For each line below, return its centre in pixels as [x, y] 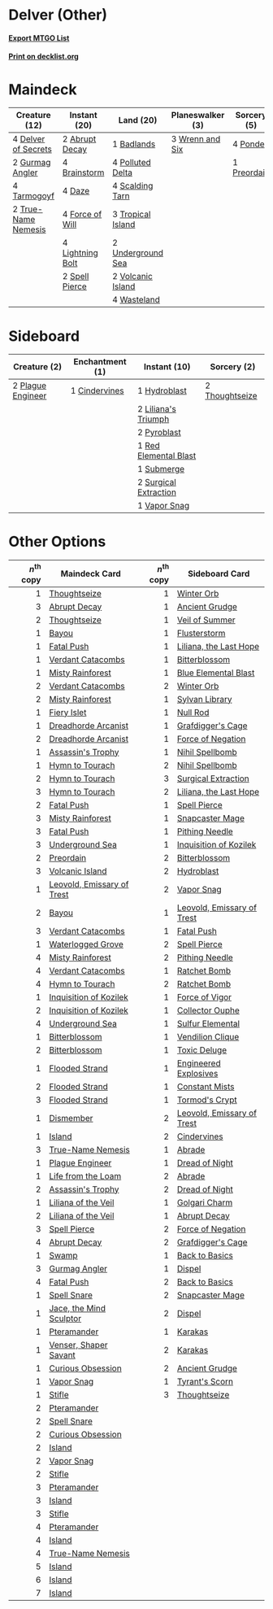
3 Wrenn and [196, 139]
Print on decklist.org [43, 57]
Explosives [197, 1073]
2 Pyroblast [159, 433]
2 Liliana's [156, 409]
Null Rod [193, 712]
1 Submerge [161, 469]
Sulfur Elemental [208, 1023]
